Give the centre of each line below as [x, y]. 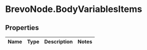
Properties [22, 28]
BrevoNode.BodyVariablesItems [74, 9]
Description [58, 42]
